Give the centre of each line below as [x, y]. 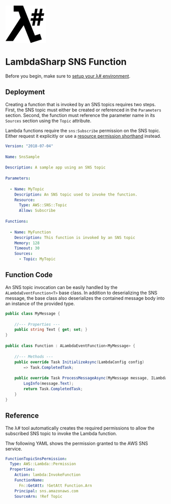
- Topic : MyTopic [37, 259]
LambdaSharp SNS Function [66, 62]
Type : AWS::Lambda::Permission [43, 464]
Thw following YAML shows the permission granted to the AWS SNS [77, 443]
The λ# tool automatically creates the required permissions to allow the [80, 428]
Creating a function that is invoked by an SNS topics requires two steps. [81, 104]
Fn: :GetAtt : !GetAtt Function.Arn [55, 486]
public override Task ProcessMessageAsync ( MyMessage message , [82, 378]
